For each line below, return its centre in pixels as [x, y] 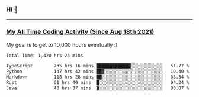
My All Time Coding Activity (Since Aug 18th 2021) [80, 32]
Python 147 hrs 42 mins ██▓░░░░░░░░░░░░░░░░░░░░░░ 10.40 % [98, 72]
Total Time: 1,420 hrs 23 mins [45, 56]
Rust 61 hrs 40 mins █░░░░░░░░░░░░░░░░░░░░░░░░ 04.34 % [98, 83]
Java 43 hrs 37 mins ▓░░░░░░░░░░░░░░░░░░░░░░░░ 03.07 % [98, 88]
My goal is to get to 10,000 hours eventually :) [62, 44]
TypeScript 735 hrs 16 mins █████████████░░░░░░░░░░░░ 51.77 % [98, 66]
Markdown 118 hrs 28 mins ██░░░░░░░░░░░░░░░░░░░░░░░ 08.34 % [98, 77]
